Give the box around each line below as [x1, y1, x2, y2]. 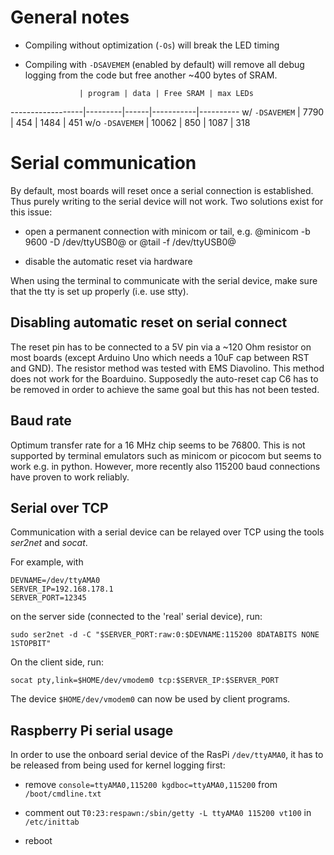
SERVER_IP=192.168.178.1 [10, 584, 114, 595]
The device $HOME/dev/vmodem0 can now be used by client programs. [10, 693, 291, 705]
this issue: [10, 206, 53, 218]
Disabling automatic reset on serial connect [10, 314, 288, 331]
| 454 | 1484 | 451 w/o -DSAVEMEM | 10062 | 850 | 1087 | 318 [10, 116, 251, 128]
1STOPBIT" [10, 639, 52, 649]
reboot [24, 835, 53, 847]
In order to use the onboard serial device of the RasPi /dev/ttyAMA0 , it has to [10, 749, 324, 761]
